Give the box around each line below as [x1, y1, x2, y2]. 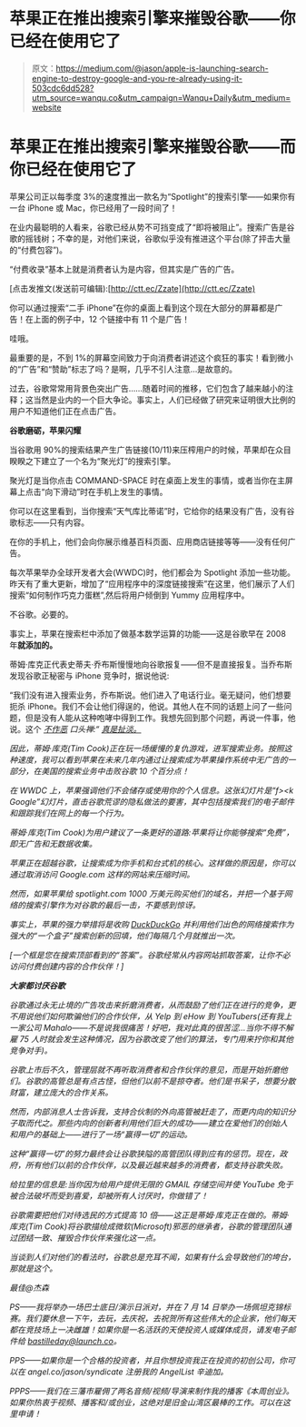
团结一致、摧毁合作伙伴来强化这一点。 [16, 1232, 161, 1243]
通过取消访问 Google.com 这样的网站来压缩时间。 [9, 868, 195, 879]
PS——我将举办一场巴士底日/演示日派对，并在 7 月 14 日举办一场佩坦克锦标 [9, 1301, 291, 1313]
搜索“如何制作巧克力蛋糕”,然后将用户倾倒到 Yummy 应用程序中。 [9, 590, 250, 600]
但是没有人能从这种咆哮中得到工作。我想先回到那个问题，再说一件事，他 [25, 712, 296, 723]
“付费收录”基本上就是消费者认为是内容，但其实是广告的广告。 [9, 263, 240, 274]
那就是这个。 [9, 1263, 57, 1273]
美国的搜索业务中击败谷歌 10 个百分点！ [40, 765, 190, 777]
